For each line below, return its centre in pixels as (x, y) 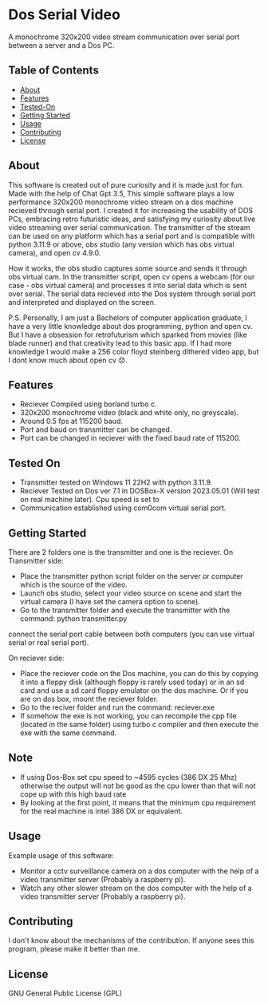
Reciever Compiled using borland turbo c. (88, 404)
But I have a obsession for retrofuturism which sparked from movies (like (128, 334)
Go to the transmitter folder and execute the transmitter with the (125, 610)
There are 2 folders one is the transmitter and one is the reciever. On (121, 552)
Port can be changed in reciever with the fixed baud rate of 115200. (130, 438)
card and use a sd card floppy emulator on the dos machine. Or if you (134, 690)
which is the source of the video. (73, 585)
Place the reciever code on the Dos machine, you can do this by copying (139, 673)
